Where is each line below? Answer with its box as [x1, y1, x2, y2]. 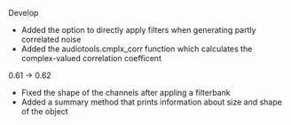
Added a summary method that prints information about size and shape [20, 97, 283, 107]
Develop [8, 8, 39, 18]
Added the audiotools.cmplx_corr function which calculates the [20, 43, 253, 54]
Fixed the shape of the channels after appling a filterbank [20, 88, 232, 98]
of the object [20, 106, 68, 116]
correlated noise [20, 35, 82, 44]
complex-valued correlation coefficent [20, 53, 161, 63]
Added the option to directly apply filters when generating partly [20, 25, 256, 35]
